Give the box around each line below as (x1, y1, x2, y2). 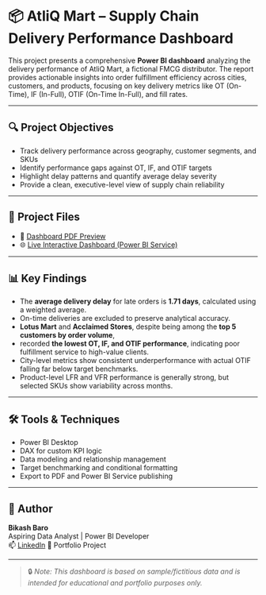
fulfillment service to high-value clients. (19, 347, 149, 357)
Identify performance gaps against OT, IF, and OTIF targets (19, 163, 212, 172)
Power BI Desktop (19, 438, 78, 447)
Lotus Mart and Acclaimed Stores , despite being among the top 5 (19, 322, 237, 331)
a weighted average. (19, 305, 87, 315)
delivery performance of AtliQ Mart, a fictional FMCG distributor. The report (8, 64, 254, 73)
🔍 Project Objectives (8, 121, 114, 134)
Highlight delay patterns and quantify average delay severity (19, 171, 218, 180)
